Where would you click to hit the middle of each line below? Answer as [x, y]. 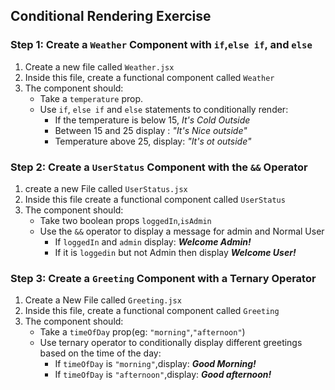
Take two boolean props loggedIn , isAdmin [125, 220]
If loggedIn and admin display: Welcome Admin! [153, 241]
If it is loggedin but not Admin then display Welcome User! [175, 252]
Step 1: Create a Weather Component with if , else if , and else [161, 45]
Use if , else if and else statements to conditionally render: [164, 109]
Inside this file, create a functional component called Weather [149, 77]
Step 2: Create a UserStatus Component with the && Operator [159, 167]
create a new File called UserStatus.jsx [106, 188]
